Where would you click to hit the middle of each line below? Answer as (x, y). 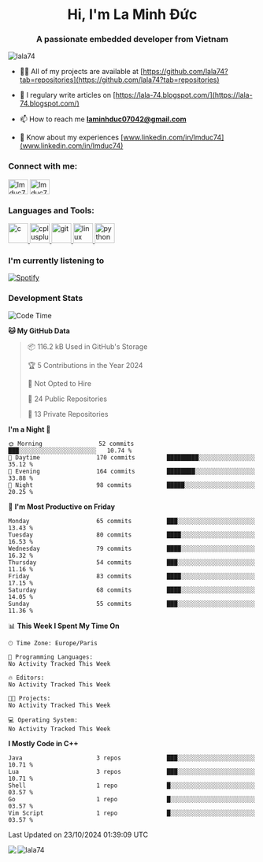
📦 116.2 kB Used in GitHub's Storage (87, 346)
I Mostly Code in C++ (43, 743)
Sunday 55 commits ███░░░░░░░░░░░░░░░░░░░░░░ (132, 604)
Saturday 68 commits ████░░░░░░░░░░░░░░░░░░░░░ (132, 590)
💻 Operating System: (43, 720)
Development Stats (46, 299)
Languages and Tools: (51, 210)
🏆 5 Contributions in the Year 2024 (85, 365)
